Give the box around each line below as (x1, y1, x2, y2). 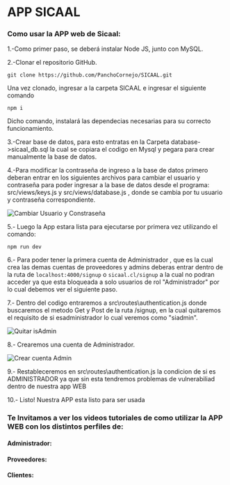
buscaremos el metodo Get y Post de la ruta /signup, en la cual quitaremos (7, 306, 221, 315)
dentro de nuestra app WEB (7, 382, 87, 390)
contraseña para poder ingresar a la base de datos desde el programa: (7, 181, 210, 189)
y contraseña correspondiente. (7, 196, 96, 204)
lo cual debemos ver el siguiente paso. (7, 285, 118, 294)
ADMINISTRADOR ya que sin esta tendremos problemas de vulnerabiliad (7, 375, 215, 383)
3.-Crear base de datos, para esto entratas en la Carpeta (7, 138, 170, 146)
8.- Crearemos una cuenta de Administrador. (7, 340, 135, 349)
